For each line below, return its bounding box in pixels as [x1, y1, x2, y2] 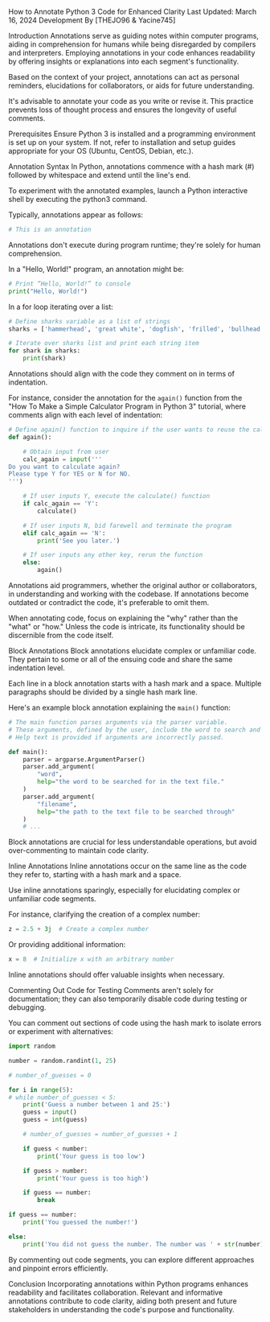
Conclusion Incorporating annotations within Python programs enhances [8, 1279, 249, 1288]
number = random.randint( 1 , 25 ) [8, 1056, 117, 1065]
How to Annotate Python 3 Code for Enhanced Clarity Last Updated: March [8, 7, 257, 16]
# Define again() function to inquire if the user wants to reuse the [8, 426, 250, 434]
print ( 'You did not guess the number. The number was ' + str [22, 1240, 235, 1248]
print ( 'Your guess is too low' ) [37, 1152, 146, 1160]
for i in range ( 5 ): [8, 1085, 74, 1093]
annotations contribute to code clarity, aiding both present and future [8, 1295, 237, 1306]
